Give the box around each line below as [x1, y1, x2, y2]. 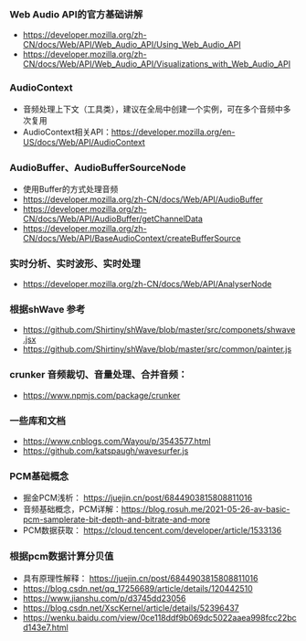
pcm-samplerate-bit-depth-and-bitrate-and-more [22, 514, 211, 525]
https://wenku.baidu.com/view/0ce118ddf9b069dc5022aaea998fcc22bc [22, 612, 297, 623]
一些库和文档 [9, 414, 67, 427]
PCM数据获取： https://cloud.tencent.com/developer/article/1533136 [22, 525, 282, 536]
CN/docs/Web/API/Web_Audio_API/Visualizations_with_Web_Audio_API [22, 59, 290, 69]
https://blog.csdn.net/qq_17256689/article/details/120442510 [22, 582, 253, 593]
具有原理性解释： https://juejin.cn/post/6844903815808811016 [22, 572, 259, 583]
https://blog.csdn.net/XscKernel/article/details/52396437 [22, 602, 239, 614]
